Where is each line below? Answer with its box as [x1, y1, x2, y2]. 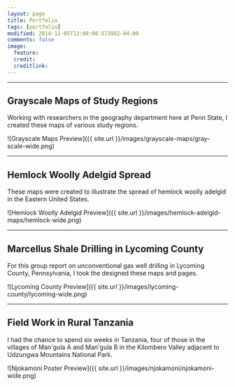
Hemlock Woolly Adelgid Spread [7, 169, 152, 181]
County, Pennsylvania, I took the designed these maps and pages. [7, 269, 198, 278]
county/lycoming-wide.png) [7, 290, 87, 299]
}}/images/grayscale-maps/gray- [115, 135, 211, 143]
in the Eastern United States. [7, 195, 90, 203]
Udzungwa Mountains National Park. [7, 350, 113, 358]
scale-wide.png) [7, 142, 55, 151]
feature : [13, 50, 39, 57]
